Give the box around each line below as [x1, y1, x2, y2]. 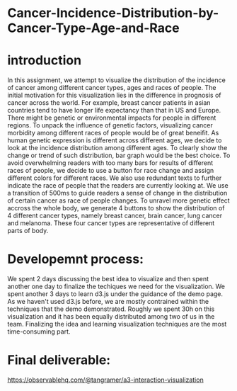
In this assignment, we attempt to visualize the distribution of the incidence [7, 76, 226, 84]
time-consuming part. [7, 327, 71, 336]
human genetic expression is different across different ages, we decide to [7, 136, 222, 144]
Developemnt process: [7, 251, 144, 267]
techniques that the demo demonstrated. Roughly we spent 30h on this [7, 305, 215, 313]
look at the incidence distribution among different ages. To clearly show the [7, 144, 228, 152]
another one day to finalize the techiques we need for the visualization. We [7, 282, 225, 291]
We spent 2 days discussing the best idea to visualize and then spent [7, 275, 209, 283]
